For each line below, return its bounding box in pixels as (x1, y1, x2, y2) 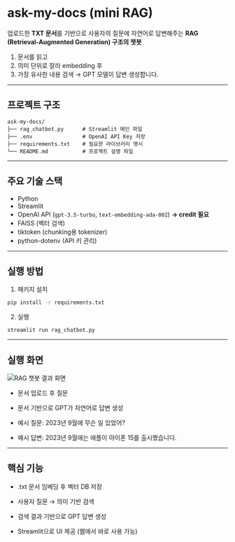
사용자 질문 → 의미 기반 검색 (17, 497, 94, 506)
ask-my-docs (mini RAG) (7, 5, 153, 21)
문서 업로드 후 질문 (17, 389, 69, 397)
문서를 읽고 (17, 53, 48, 61)
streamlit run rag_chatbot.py (7, 327, 96, 334)
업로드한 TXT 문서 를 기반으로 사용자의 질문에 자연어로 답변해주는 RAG (7, 29, 199, 37)
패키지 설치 (17, 285, 48, 293)
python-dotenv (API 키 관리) (17, 236, 97, 244)
